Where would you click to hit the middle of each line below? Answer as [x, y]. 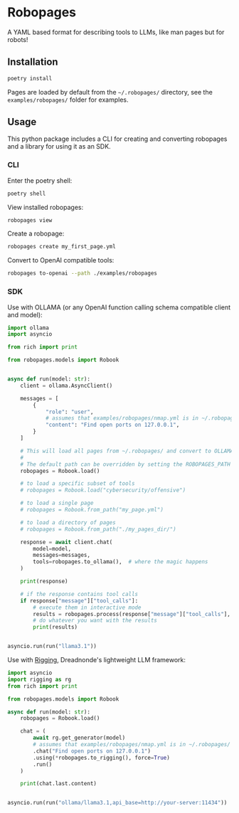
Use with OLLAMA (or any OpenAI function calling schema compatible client [119, 307]
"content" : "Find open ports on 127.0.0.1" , [112, 425]
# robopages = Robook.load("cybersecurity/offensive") [103, 490]
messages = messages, [62, 556]
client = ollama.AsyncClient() [67, 386]
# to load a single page [57, 503]
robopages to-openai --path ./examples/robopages [83, 273]
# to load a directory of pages [68, 522]
